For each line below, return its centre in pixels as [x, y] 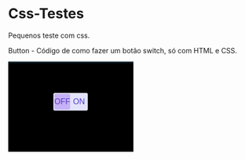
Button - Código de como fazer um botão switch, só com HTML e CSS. [123, 50]
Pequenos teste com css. [49, 35]
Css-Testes [46, 14]
